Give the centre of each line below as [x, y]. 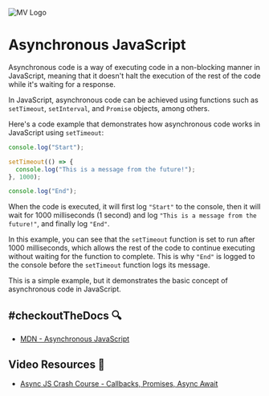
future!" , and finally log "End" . [59, 224]
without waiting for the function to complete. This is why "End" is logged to [132, 257]
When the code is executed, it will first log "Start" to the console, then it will [134, 207]
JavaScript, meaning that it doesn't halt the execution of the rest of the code [134, 76]
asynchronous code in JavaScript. [65, 289]
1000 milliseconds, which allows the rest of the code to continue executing [132, 248]
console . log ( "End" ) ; [43, 192]
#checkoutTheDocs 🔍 [65, 315]
